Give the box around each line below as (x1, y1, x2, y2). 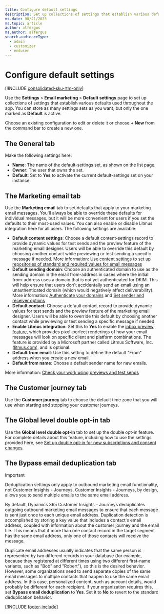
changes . (5, 444, 24, 451)
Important (5, 472, 25, 478)
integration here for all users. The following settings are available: (5, 226, 137, 232)
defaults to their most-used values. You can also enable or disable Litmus (5, 221, 153, 226)
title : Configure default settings (5, 7, 78, 12)
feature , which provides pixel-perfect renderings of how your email (12, 329, 147, 335)
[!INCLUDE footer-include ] (5, 604, 58, 610)
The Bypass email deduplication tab (5, 459, 117, 467)
